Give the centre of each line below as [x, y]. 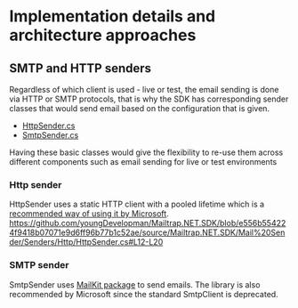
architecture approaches [103, 35]
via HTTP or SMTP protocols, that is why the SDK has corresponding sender [149, 99]
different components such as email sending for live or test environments [143, 162]
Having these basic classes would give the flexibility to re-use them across [146, 152]
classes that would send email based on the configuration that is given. [139, 108]
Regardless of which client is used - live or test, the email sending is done [144, 89]
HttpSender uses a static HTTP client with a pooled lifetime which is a [137, 204]
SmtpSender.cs [50, 135]
